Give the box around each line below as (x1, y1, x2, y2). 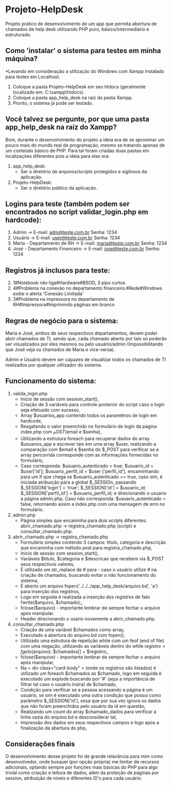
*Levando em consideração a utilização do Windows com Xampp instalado (5, 68, 164, 74)
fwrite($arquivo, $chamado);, (20, 599, 83, 605)
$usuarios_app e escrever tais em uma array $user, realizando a (20, 441, 157, 447)
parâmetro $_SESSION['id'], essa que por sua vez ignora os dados (20, 698, 161, 704)
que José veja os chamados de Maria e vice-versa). (5, 346, 116, 353)
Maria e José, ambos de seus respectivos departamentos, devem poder (5, 330, 158, 336)
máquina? (5, 54, 38, 63)
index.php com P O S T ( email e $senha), (20, 428, 102, 436)
